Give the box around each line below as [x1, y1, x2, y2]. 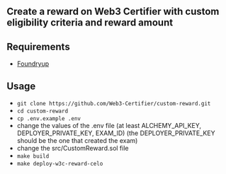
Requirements [6, 40, 70, 52]
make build [16, 153, 50, 160]
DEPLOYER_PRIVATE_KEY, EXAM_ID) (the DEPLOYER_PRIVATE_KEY [16, 129, 215, 137]
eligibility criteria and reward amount [6, 17, 174, 29]
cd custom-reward [16, 108, 69, 115]
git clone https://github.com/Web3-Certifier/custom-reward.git [16, 100, 211, 108]
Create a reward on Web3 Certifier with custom [6, 6, 220, 18]
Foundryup [16, 59, 50, 68]
